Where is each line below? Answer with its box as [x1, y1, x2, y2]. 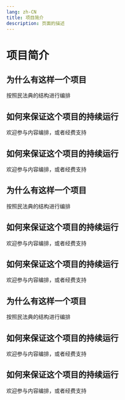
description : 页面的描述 [6, 20, 65, 26]
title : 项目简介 [6, 15, 44, 21]
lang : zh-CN [6, 9, 37, 15]
